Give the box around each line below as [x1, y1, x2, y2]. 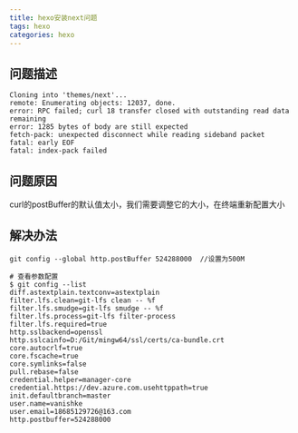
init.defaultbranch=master [9, 391, 111, 400]
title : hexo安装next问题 [9, 13, 98, 23]
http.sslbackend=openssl [9, 328, 103, 337]
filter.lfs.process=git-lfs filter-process [9, 311, 177, 320]
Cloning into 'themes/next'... [9, 91, 128, 100]
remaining [9, 114, 47, 123]
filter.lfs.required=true [9, 320, 107, 329]
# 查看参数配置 [9, 271, 59, 281]
